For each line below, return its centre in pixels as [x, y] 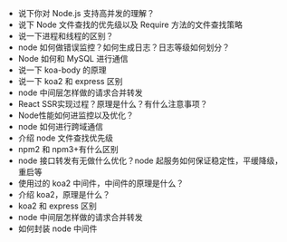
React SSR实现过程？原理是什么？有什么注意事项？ [113, 104]
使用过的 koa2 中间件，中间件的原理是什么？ [100, 183]
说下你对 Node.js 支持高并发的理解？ [86, 13]
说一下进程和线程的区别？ [66, 36]
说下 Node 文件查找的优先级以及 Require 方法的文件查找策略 [130, 24]
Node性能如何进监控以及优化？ [76, 115]
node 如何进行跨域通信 [61, 126]
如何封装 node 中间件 [57, 228]
